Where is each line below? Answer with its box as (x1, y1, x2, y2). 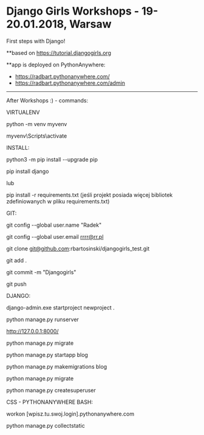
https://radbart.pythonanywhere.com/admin (15, 79, 126, 87)
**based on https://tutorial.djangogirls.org (6, 49, 111, 56)
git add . (6, 256, 27, 264)
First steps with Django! (6, 37, 66, 44)
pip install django (6, 168, 49, 175)
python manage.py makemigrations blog (6, 362, 107, 370)
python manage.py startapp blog (6, 351, 88, 358)
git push (6, 280, 27, 288)
